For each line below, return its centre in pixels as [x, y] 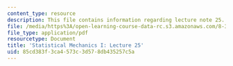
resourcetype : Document [42, 39]
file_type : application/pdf [48, 33]
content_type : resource [42, 13]
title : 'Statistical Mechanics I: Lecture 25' [76, 45]
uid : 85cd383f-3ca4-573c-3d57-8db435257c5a [71, 52]
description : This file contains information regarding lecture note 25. [116, 20]
